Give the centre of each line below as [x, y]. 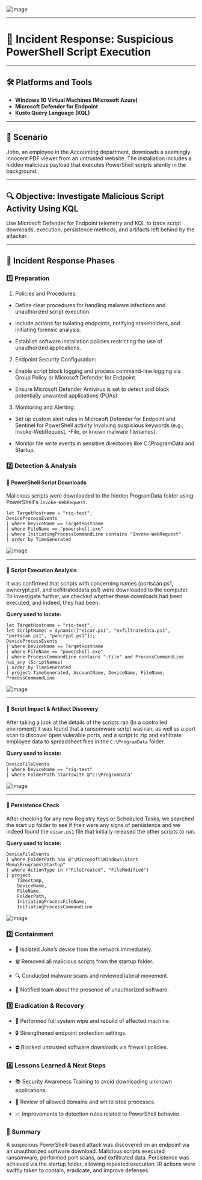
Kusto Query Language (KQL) [52, 113]
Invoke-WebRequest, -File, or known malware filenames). [86, 432]
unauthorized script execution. [53, 312]
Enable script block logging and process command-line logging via [98, 371]
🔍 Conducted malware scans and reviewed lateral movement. [92, 976]
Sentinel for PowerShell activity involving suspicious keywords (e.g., [99, 425]
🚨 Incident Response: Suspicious [90, 39]
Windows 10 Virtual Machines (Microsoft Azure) [76, 100]
